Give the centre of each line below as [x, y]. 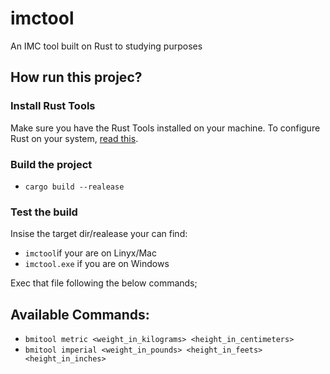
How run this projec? [76, 77]
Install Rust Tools [53, 106]
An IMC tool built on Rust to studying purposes [106, 46]
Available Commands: [80, 314]
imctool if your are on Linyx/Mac [90, 253]
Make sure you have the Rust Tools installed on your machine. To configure [165, 128]
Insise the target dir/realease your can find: [99, 234]
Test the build [44, 212]
